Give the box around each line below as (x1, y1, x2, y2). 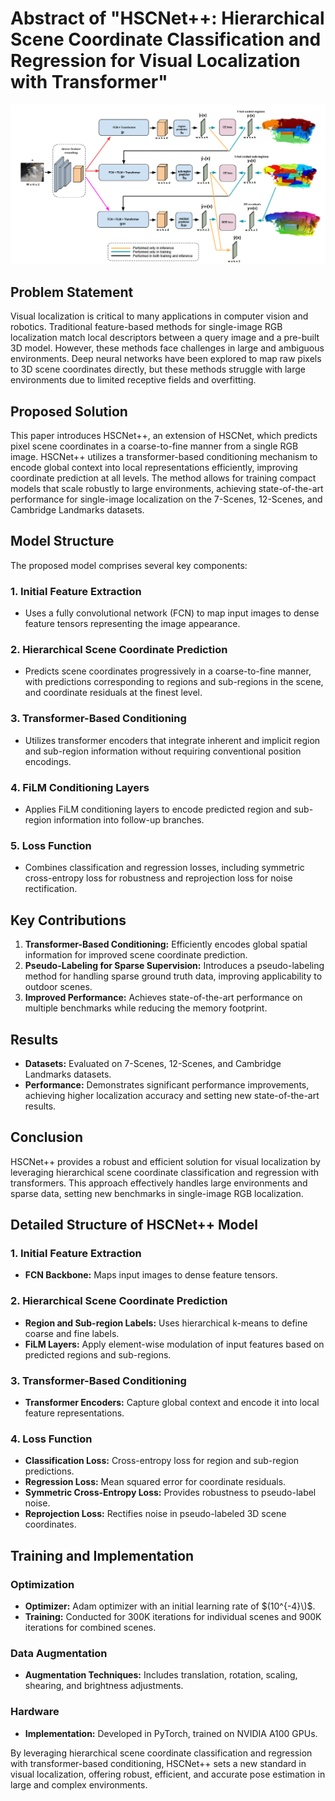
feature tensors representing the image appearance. (24, 618, 241, 630)
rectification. (24, 883, 78, 895)
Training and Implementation (10, 1547, 195, 1564)
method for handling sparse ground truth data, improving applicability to (24, 970, 323, 982)
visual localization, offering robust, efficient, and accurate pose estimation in (10, 1768, 326, 1780)
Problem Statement (10, 283, 134, 301)
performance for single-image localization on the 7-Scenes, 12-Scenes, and (10, 493, 323, 505)
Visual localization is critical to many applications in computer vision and (10, 310, 309, 322)
